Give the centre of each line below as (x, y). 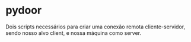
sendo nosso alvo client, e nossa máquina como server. (74, 33)
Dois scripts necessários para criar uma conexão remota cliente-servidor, (95, 27)
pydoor (24, 10)
